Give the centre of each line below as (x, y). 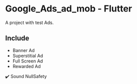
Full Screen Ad (28, 61)
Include (17, 38)
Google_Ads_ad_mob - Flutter (69, 9)
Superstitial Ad (28, 55)
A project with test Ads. (29, 22)
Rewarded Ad (27, 66)
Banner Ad (23, 50)
